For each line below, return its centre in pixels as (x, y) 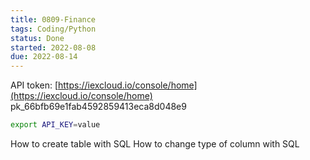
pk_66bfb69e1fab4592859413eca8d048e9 (98, 107)
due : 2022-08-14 (44, 57)
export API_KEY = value (55, 125)
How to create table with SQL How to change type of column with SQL (155, 144)
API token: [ (34, 85)
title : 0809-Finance (53, 19)
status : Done (37, 38)
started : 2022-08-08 (53, 47)
